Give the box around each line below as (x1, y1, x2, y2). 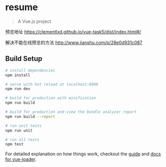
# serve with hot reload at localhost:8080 (5, 81, 99, 87)
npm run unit (5, 128, 33, 133)
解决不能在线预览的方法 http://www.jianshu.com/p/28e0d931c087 (5, 39, 143, 46)
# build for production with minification (5, 96, 96, 101)
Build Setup (5, 55, 43, 63)
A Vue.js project (17, 18, 52, 24)
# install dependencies (5, 68, 56, 73)
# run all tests (5, 137, 39, 142)
